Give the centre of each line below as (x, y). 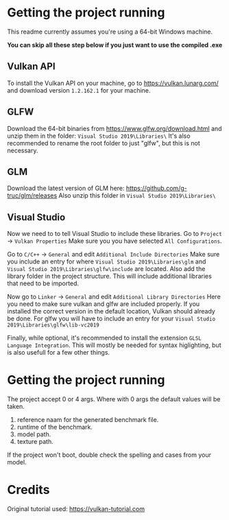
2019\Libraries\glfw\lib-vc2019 (53, 325)
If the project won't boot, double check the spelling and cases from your (109, 455)
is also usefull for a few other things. (59, 353)
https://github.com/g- (156, 188)
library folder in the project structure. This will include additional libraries (110, 276)
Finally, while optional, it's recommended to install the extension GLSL (105, 338)
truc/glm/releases (32, 196)
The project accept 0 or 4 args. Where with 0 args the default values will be (114, 399)
